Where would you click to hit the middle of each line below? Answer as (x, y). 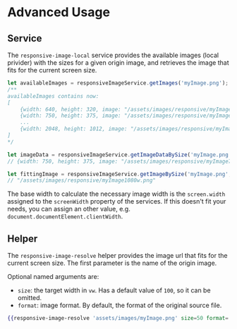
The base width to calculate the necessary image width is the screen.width (116, 194)
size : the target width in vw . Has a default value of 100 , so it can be (114, 290)
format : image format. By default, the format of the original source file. (120, 305)
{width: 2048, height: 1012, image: (74, 129)
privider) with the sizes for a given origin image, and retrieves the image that (118, 63)
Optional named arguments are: (53, 277)
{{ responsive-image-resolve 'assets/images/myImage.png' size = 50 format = (118, 318)
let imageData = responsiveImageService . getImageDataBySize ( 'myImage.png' (120, 155)
